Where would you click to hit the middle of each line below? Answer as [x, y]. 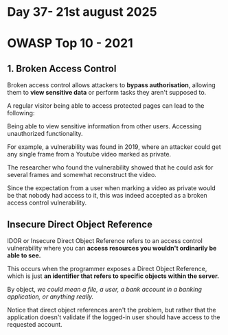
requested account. [35, 324]
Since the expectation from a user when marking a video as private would [111, 188]
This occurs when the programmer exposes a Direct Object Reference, [107, 269]
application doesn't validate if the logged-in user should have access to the [114, 317]
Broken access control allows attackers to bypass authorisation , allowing [112, 85]
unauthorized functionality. [45, 134]
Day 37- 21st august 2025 [82, 12]
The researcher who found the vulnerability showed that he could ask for [110, 167]
